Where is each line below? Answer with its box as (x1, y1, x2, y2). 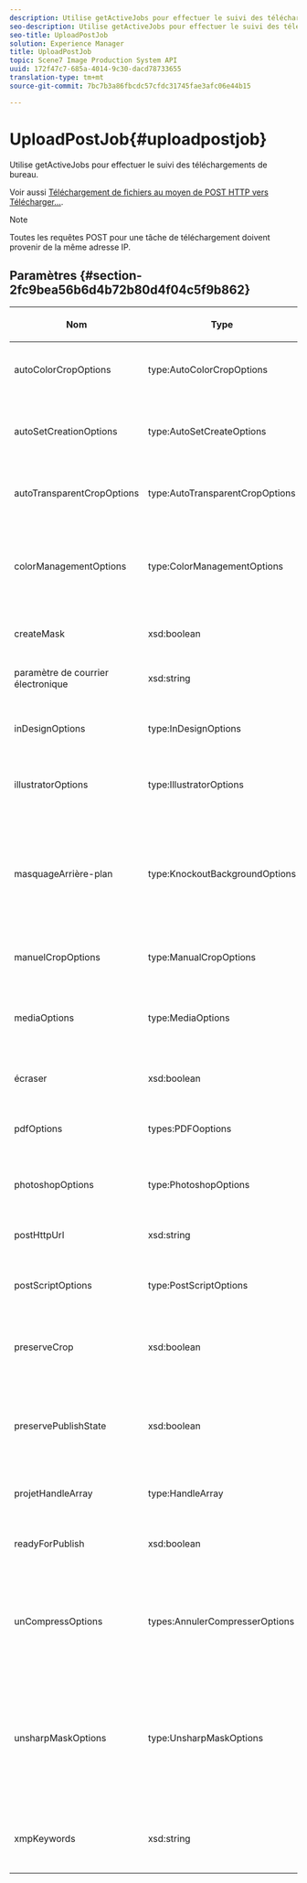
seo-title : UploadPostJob (9, 30, 108, 39)
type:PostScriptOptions (147, 1279, 249, 1292)
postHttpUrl (14, 1229, 65, 1242)
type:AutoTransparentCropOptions (147, 487, 296, 499)
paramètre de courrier (14, 667, 110, 679)
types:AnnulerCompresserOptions (147, 1615, 295, 1628)
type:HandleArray (147, 1487, 224, 1500)
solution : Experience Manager (9, 38, 125, 48)
